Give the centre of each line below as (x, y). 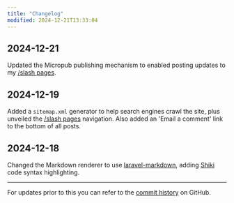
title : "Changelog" (36, 14)
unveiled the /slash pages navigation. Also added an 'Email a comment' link (115, 119)
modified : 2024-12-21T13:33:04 (53, 20)
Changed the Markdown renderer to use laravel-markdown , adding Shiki (111, 165)
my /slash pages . (32, 73)
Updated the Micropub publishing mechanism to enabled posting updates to (117, 65)
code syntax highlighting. (44, 172)
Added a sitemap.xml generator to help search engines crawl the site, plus (114, 112)
